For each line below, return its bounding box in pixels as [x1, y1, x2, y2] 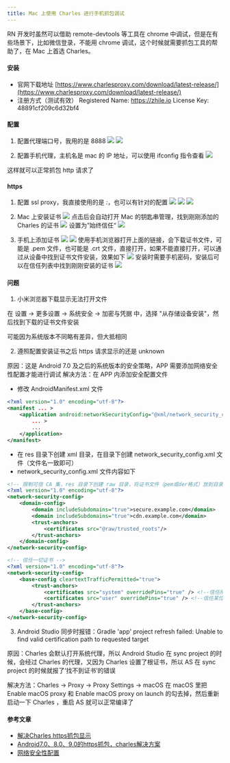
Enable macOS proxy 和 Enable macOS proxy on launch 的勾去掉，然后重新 [7, 689, 220, 697]
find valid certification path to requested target [16, 635, 149, 643]
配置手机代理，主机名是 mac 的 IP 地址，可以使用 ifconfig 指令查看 [16, 151, 205, 160]
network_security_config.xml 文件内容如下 [16, 467, 136, 475]
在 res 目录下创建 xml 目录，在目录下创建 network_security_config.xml [16, 450, 216, 458]
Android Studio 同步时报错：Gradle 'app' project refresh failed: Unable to [16, 627, 223, 636]
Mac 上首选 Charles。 [32, 47, 94, 55]
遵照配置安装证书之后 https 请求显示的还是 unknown [16, 347, 165, 355]
